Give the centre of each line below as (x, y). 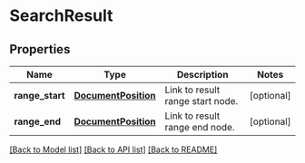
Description (202, 75)
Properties (40, 49)
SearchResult (61, 16)
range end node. (200, 127)
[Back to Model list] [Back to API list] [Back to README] (113, 149)
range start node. (202, 101)
